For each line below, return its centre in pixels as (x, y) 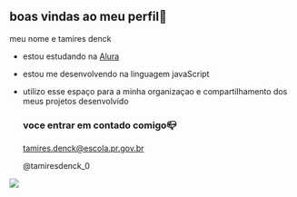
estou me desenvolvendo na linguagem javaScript (116, 74)
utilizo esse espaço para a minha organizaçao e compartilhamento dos (155, 91)
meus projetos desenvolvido (75, 101)
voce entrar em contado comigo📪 (99, 125)
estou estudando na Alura (71, 56)
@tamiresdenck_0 (56, 166)
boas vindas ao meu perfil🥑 (88, 17)
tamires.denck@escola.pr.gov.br (83, 148)
